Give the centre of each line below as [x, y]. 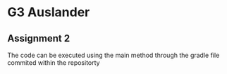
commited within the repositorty [54, 63]
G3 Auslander [49, 12]
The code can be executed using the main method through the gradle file [114, 55]
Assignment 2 [39, 38]
